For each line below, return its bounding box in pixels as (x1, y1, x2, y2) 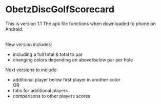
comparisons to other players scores (12, 93, 91, 99)
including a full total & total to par (12, 51, 83, 57)
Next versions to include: (5, 67, 58, 73)
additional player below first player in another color (12, 76, 120, 82)
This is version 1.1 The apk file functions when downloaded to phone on (5, 20, 156, 27)
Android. (5, 26, 24, 32)
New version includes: (5, 41, 52, 47)
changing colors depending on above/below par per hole (12, 56, 133, 63)
